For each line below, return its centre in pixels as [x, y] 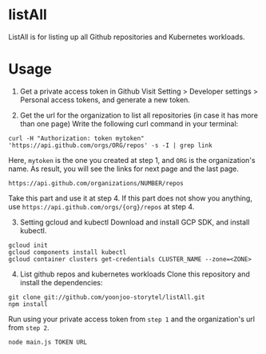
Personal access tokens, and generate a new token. [105, 99]
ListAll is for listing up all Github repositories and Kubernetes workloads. [127, 37]
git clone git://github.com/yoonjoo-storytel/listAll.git [107, 297]
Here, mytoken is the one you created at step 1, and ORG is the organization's [132, 160]
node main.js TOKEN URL [48, 342]
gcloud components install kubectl [67, 252]
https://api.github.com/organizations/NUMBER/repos [96, 183]
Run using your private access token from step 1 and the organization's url [132, 319]
